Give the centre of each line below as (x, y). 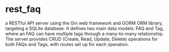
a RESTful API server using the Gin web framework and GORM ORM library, (84, 23)
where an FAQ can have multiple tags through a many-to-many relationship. (84, 33)
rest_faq (23, 9)
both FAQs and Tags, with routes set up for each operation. (67, 44)
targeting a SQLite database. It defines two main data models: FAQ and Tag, (85, 28)
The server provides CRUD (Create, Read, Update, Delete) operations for (81, 39)
